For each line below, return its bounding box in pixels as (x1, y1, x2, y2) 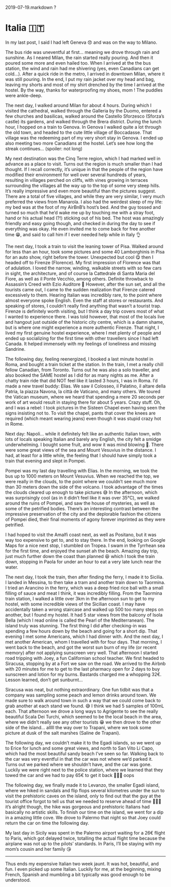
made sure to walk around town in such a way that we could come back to (5, 697, 161, 703)
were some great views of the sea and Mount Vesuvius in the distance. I (5, 447, 156, 453)
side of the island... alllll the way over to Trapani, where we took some (5, 724, 152, 730)
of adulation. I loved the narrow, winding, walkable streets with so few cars (5, 265, 162, 271)
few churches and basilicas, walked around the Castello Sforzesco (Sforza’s (5, 113, 164, 119)
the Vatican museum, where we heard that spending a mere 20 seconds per (5, 394, 165, 400)
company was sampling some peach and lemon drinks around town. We (5, 692, 157, 698)
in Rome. (5, 421, 24, 427)
